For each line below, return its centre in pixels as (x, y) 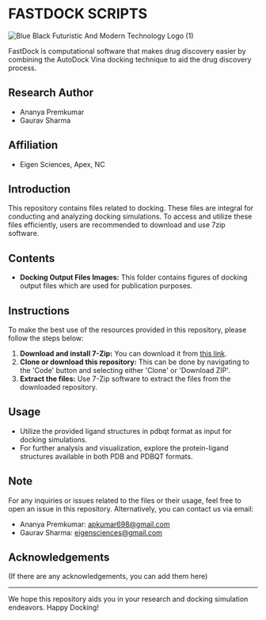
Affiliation (33, 145)
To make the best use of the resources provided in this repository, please (127, 330)
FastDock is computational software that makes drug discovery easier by (127, 51)
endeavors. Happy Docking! (53, 607)
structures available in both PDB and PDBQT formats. (106, 456)
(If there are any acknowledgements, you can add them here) (108, 576)
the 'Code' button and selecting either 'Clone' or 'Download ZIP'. (125, 370)
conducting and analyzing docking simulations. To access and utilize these (130, 217)
